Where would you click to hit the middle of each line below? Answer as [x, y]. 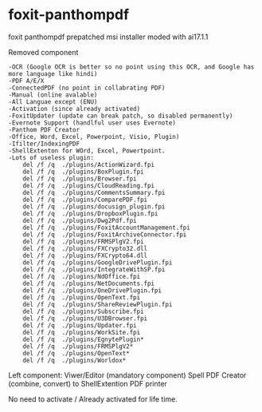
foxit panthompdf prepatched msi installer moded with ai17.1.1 [108, 37]
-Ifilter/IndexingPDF [44, 144]
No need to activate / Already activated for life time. [93, 399]
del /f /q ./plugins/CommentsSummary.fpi [94, 192]
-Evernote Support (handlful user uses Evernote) [92, 123]
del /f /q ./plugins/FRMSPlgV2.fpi [84, 241]
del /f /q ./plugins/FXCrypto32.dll [85, 248]
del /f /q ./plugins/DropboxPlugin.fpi [90, 213]
